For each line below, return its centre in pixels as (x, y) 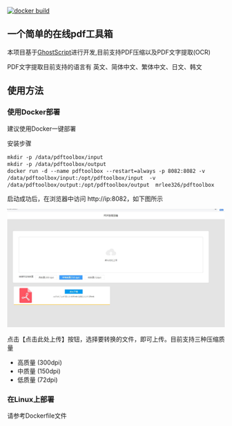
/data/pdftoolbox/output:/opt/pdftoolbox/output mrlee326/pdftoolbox (111, 185)
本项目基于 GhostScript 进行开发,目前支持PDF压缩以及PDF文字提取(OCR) (109, 52)
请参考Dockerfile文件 (37, 416)
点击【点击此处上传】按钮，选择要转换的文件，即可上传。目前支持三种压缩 (113, 339)
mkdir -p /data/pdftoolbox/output (57, 164)
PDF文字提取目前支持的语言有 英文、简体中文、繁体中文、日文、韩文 (105, 66)
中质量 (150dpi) (39, 371)
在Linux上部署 (31, 399)
